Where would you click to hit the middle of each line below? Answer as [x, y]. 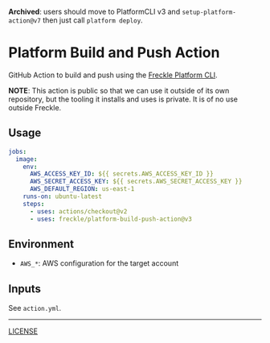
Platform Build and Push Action [114, 53]
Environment [41, 244]
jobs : [17, 151]
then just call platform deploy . [93, 20]
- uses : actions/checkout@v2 [78, 211]
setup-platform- [209, 12]
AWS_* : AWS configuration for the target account [99, 263]
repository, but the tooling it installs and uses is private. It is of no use [123, 99]
